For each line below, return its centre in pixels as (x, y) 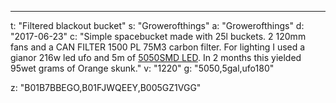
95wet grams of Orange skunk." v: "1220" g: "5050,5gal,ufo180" (142, 68)
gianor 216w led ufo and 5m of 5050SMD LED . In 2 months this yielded (156, 57)
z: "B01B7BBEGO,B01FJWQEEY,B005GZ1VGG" (106, 87)
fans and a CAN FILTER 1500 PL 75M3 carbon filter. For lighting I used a (158, 47)
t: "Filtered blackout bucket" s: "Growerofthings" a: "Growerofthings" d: (157, 25)
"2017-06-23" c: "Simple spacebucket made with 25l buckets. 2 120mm (158, 36)
